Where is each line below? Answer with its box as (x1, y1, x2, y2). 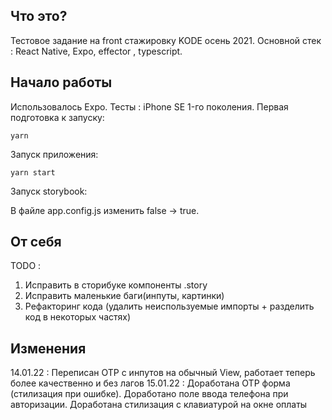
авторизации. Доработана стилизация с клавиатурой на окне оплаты (10, 399, 308, 411)
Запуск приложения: (10, 148, 99, 160)
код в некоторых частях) (24, 311, 132, 323)
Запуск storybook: (10, 185, 88, 197)
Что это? (10, 8, 68, 25)
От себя (10, 234, 62, 251)
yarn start (10, 167, 56, 178)
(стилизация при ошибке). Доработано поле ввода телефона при (10, 388, 289, 400)
